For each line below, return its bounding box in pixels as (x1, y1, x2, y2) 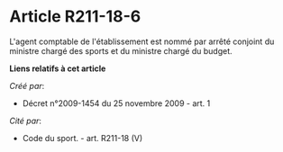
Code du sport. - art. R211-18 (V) (22, 132, 143, 143)
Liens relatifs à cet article (9, 63, 106, 74)
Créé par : (9, 80, 45, 91)
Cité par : (9, 115, 42, 126)
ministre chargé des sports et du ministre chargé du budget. (9, 45, 233, 56)
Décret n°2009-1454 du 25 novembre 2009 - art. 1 (22, 97, 211, 109)
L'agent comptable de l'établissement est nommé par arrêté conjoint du (9, 36, 275, 47)
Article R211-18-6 (9, 6, 141, 27)
